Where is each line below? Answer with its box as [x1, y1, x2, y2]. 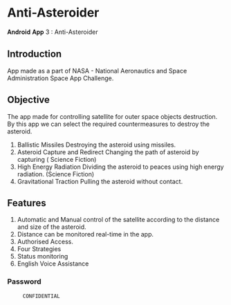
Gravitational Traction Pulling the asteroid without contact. [17, 177, 183, 185]
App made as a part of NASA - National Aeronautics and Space [7, 66, 187, 75]
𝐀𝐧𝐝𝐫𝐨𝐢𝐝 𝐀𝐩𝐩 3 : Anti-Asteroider [7, 28, 98, 36]
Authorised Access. [17, 237, 74, 246]
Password [7, 277, 41, 286]
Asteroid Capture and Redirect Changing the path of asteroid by [17, 147, 199, 156]
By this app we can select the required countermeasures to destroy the [7, 120, 210, 128]
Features [7, 197, 46, 209]
